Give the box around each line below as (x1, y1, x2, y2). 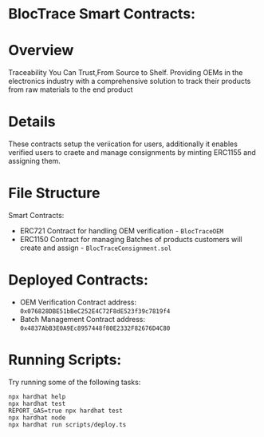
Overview (8, 42, 74, 60)
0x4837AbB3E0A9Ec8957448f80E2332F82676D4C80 (19, 324, 171, 332)
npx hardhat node (8, 413, 66, 422)
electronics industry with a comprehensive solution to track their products (8, 77, 251, 86)
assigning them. (8, 157, 61, 166)
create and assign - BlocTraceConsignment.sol (19, 243, 172, 252)
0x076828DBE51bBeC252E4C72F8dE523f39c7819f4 (19, 307, 171, 316)
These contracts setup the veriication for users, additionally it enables (8, 139, 238, 149)
